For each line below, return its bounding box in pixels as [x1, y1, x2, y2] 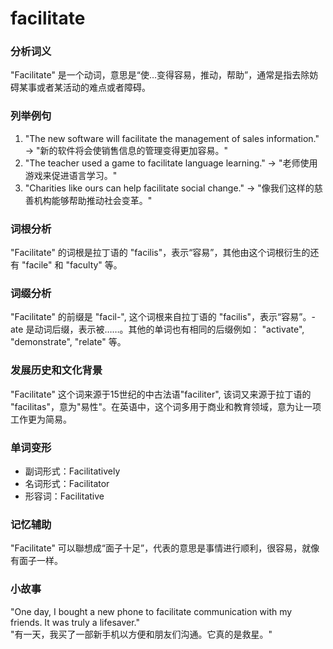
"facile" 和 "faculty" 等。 [21, 259, 123, 271]
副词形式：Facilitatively [24, 465, 121, 477]
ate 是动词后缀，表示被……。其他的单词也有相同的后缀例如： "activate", [10, 323, 305, 336]
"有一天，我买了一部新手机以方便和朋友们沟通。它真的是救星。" [10, 628, 273, 640]
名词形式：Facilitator [24, 477, 110, 489]
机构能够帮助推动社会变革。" [33, 194, 153, 206]
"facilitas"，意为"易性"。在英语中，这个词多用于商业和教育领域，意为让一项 [10, 400, 322, 412]
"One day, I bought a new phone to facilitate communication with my [10, 605, 293, 617]
